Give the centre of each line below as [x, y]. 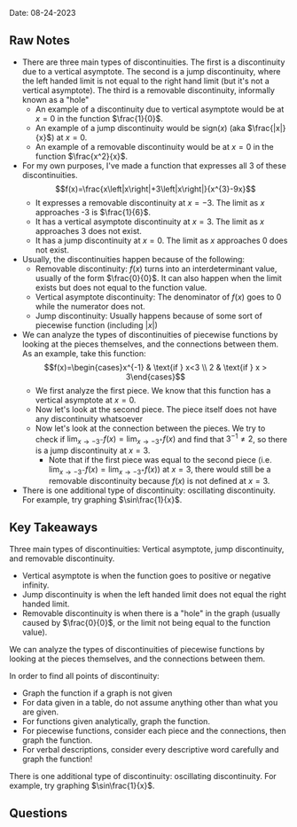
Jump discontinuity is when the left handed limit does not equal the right [154, 594]
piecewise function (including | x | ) [96, 325]
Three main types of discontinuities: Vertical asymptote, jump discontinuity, [147, 549]
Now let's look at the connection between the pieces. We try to [150, 428]
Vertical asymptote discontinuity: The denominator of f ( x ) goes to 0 [158, 297]
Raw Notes [40, 40]
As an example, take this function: [84, 353]
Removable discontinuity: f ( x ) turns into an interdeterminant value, [156, 269]
